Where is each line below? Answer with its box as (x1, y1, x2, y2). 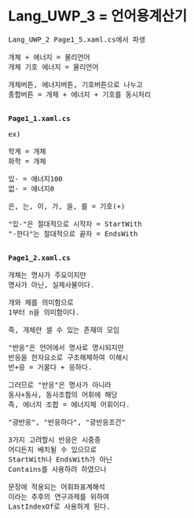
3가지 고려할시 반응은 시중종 (8, 435, 101, 444)
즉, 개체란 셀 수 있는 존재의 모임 (8, 325, 120, 334)
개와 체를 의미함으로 (8, 297, 74, 307)
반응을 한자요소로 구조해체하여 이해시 (8, 352, 129, 362)
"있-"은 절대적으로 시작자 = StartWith (8, 219, 143, 228)
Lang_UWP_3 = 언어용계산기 (8, 7, 188, 25)
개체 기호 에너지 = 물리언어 (8, 62, 99, 71)
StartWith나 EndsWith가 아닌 (8, 454, 112, 464)
